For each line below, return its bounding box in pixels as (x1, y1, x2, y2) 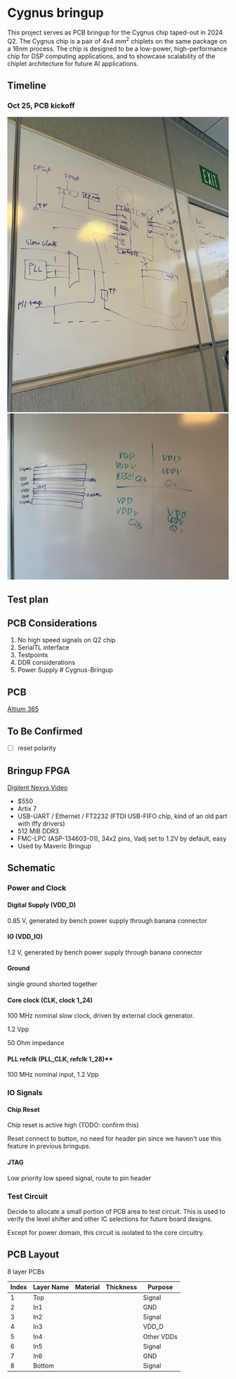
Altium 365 (7, 705, 39, 713)
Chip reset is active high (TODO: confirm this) (7, 1121, 139, 1129)
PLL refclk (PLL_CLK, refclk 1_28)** (7, 1054, 114, 1063)
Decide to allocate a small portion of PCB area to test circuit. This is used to (7, 1207, 226, 1215)
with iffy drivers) (17, 819, 65, 827)
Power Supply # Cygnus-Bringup (17, 666, 114, 674)
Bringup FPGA (7, 765, 70, 777)
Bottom (32, 1361, 54, 1370)
